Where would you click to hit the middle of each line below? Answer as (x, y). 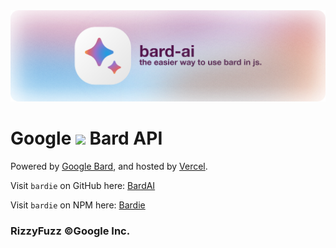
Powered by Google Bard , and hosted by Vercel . (109, 166)
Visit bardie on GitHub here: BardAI (83, 186)
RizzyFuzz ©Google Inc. (70, 231)
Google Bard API (86, 138)
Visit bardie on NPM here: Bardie (78, 205)
